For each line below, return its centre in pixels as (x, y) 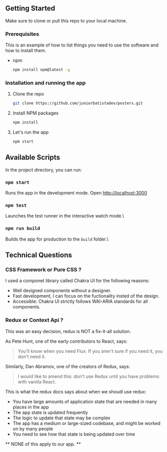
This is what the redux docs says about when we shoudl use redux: (76, 391)
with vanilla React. (37, 382)
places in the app (31, 407)
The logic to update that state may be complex (61, 418)
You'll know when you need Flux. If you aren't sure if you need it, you (90, 351)
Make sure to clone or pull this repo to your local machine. (66, 20)
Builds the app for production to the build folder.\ (57, 239)
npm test (16, 205)
